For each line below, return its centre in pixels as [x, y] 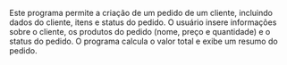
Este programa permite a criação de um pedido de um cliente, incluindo [141, 13]
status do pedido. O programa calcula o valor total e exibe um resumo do [144, 41]
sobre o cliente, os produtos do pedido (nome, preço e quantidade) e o [140, 32]
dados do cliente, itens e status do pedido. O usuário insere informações [143, 22]
